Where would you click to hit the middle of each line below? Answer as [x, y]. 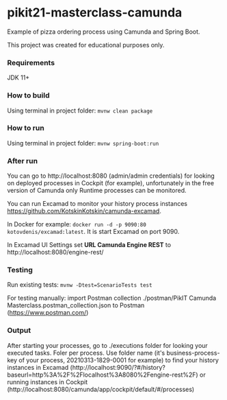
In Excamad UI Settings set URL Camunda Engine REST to [89, 245]
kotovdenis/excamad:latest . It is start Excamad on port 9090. [93, 232]
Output [19, 331]
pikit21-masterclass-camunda [95, 13]
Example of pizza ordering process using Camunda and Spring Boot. [104, 32]
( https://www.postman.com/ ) [48, 313]
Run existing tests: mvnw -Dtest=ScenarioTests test [80, 285]
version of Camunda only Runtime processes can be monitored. [97, 191]
